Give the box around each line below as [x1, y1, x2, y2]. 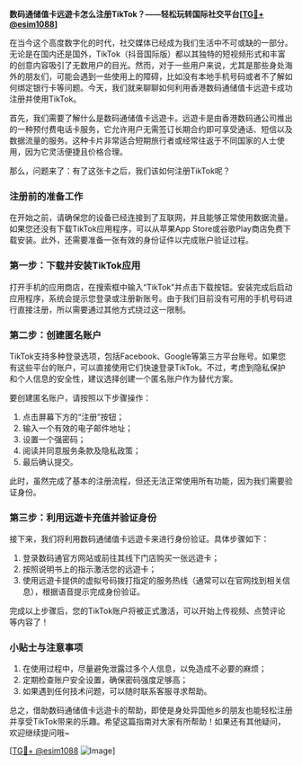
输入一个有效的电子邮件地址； [22, 423, 133, 433]
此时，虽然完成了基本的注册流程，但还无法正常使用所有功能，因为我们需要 [9, 476, 285, 486]
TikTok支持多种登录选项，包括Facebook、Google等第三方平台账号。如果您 [9, 351, 286, 361]
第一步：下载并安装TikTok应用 [9, 260, 141, 272]
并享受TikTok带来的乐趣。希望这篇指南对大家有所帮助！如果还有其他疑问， [9, 716, 286, 727]
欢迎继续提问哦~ [9, 727, 70, 738]
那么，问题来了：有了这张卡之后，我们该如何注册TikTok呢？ [9, 165, 231, 176]
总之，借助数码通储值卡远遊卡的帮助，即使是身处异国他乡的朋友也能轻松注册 [9, 705, 293, 716]
